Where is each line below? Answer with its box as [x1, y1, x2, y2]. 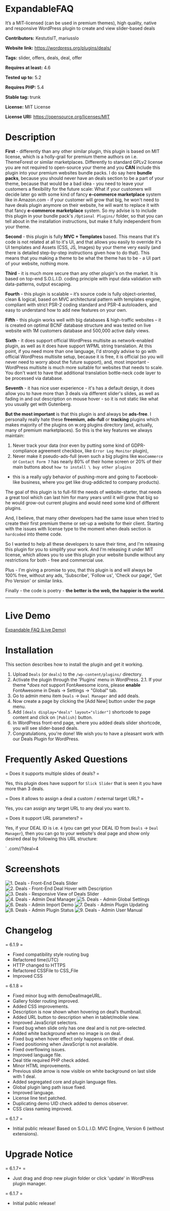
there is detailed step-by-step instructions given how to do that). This [5, 250, 150, 256]
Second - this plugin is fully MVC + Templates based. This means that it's [5, 233, 160, 239]
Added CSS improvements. [12, 1003, 69, 1009]
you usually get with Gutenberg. [5, 401, 72, 407]
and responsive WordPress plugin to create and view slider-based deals [5, 25, 155, 31]
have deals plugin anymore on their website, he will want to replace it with [5, 202, 159, 208]
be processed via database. [5, 375, 63, 381]
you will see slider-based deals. [12, 725, 79, 731]
